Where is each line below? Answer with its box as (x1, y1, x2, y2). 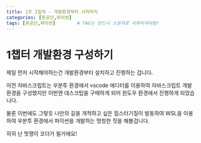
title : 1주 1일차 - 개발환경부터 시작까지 (6, 8, 98, 15)
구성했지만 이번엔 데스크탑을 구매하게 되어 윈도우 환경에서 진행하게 (22, 89, 179, 97)
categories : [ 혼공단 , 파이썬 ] (6, 14, 72, 21)
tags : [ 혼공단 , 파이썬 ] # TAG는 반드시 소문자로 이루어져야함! (6, 20, 160, 26)
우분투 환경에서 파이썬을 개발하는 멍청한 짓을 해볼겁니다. (17, 117, 150, 124)
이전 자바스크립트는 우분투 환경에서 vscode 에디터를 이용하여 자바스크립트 (6, 82, 181, 89)
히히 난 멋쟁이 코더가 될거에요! (6, 130, 77, 138)
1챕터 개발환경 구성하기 (6, 48, 113, 62)
